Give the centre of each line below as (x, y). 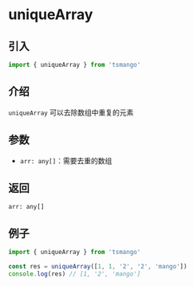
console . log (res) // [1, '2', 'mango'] (75, 274)
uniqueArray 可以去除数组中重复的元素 (71, 112)
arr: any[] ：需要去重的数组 (66, 160)
